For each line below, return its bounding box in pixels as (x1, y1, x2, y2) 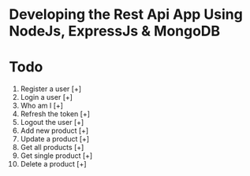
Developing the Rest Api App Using (9, 5, 243, 24)
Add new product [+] (20, 126, 89, 135)
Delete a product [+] (20, 159, 87, 169)
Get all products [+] (20, 143, 84, 152)
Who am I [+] (20, 101, 64, 111)
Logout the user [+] (20, 118, 84, 127)
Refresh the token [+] (20, 109, 90, 119)
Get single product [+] (20, 151, 93, 160)
